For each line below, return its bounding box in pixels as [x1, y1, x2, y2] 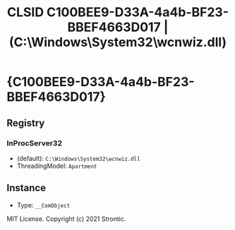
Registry [6, 117, 45, 129]
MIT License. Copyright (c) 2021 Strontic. [6, 214, 126, 223]
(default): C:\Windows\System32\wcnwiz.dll [16, 154, 140, 162]
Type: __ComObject [16, 200, 71, 209]
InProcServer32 [6, 138, 63, 148]
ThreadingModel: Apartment [16, 162, 97, 170]
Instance [6, 182, 47, 194]
